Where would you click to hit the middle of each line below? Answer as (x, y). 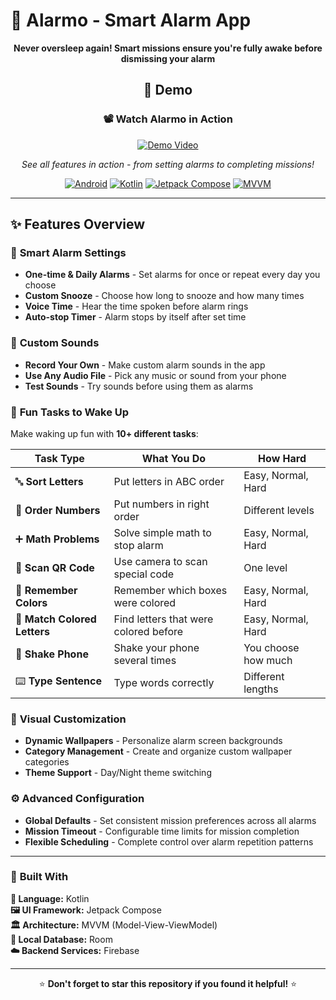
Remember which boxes (170, 590)
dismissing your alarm (168, 58)
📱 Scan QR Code (55, 567)
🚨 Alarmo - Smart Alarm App (131, 20)
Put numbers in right (161, 504)
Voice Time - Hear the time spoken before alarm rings (136, 306)
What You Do (174, 458)
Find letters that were (163, 619)
